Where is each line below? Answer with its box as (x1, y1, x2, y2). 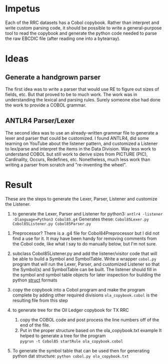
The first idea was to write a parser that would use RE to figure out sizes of (5, 86, 159, 92)
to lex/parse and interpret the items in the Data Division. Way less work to (5, 145, 156, 151)
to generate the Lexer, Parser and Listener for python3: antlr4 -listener (12, 210, 163, 216)
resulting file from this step (12, 297, 68, 303)
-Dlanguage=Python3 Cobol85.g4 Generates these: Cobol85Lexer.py (12, 216, 149, 222)
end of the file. (19, 322, 50, 328)
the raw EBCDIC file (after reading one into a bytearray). (5, 35, 121, 41)
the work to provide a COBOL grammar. (5, 102, 86, 108)
